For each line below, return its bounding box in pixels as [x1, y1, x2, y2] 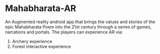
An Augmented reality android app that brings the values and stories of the [5, 19, 156, 25]
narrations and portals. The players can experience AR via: [5, 29, 123, 35]
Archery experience [12, 38, 52, 44]
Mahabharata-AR [5, 3, 77, 14]
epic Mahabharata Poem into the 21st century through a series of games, [5, 24, 152, 29]
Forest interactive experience [12, 43, 71, 49]
